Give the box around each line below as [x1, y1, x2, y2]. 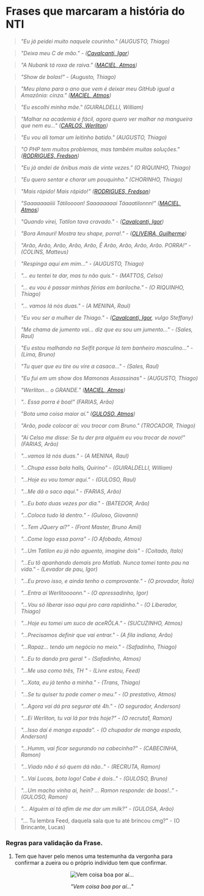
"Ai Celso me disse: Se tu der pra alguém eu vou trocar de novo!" [20, 434, 186, 441]
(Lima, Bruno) [20, 350, 56, 358]
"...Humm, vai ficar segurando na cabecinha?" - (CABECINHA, [20, 744, 178, 751]
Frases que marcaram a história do [5, 4, 185, 18]
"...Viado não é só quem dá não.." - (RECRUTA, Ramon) [20, 762, 161, 770]
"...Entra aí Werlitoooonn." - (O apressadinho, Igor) [20, 589, 149, 597]
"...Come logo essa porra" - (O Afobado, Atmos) [20, 535, 142, 543]
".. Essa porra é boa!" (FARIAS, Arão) [20, 398, 114, 405]
